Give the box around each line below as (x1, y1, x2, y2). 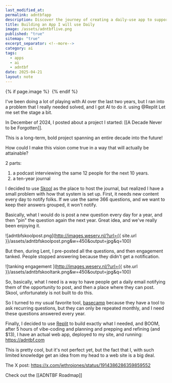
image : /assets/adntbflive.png (5, 27, 72, 32)
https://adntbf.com (5, 337, 45, 343)
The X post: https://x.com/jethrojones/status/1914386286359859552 (5, 362, 151, 368)
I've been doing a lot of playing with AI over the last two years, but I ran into (5, 98, 165, 104)
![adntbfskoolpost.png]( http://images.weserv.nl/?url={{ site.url (5, 232, 137, 239)
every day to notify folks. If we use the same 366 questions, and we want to (5, 196, 165, 202)
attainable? (5, 150, 29, 156)
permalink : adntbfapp (5, 12, 52, 17)
